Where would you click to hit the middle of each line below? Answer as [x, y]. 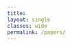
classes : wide [27, 26]
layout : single [29, 20]
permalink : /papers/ [37, 32]
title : [16, 13]
